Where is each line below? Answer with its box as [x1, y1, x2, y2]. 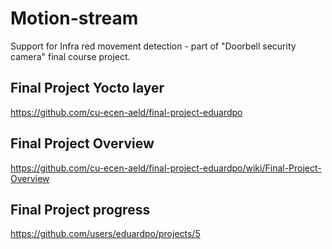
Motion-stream [10, 7, 139, 30]
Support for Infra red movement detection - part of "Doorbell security [10, 40, 297, 52]
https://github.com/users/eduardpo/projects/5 [10, 228, 201, 240]
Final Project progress [10, 201, 151, 218]
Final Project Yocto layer [10, 80, 165, 97]
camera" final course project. [10, 50, 131, 62]
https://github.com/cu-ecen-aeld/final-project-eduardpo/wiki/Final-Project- [10, 162, 322, 174]
